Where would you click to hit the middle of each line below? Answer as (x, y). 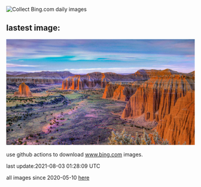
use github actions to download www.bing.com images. (75, 155)
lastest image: (33, 28)
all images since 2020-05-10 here (48, 178)
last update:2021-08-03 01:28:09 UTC (53, 166)
